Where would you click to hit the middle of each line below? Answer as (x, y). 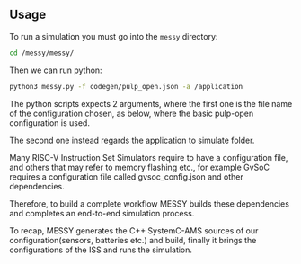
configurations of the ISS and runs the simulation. (101, 250)
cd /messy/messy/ (42, 53)
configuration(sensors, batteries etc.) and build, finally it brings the (133, 240)
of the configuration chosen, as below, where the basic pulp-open (132, 113)
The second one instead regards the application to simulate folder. (132, 140)
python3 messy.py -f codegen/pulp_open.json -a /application (126, 86)
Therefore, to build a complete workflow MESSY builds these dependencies (150, 203)
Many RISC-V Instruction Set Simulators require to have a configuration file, (149, 157)
